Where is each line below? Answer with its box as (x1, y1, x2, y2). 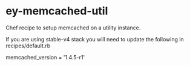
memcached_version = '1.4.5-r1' (5, 53, 85, 61)
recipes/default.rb (5, 42, 51, 49)
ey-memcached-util (5, 4, 108, 18)
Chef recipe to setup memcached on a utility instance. (5, 24, 141, 31)
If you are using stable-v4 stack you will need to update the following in (5, 35, 184, 43)
